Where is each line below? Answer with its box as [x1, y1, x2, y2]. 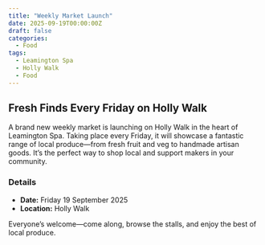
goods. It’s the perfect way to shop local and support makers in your [8, 148, 234, 157]
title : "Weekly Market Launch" [8, 11, 113, 20]
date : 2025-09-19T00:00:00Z [8, 19, 103, 27]
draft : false [8, 27, 52, 35]
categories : [8, 34, 48, 43]
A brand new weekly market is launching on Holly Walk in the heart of [8, 122, 238, 133]
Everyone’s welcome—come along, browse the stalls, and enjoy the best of [8, 218, 257, 229]
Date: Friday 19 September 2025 [19, 194, 128, 205]
